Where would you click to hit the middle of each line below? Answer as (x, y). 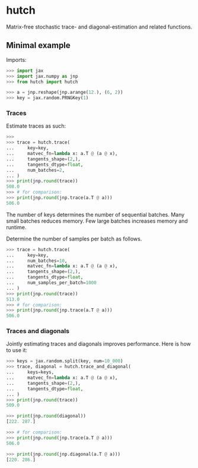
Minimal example (39, 45)
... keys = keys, (30, 372)
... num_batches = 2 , (36, 170)
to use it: (17, 350)
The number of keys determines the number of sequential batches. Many (95, 214)
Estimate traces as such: (36, 126)
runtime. (16, 227)
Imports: (16, 59)
